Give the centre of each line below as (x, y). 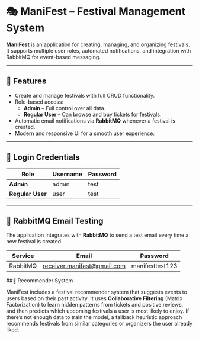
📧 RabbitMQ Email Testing (55, 220)
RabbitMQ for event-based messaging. (53, 57)
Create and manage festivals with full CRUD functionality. (85, 95)
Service (23, 256)
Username (68, 174)
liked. (13, 330)
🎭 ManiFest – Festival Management (96, 12)
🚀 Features (26, 81)
